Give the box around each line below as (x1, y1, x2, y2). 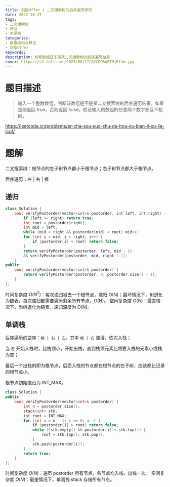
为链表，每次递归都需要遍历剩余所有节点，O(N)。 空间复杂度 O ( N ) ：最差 (5, 298, 156, 304)
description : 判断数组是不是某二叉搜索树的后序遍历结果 (5, 54, 110, 60)
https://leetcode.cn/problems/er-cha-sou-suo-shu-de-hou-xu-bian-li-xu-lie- (5, 123, 165, 129)
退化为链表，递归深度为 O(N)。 (27, 304, 92, 310)
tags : (5, 17, 17, 22)
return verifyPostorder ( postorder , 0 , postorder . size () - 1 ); (23, 272, 157, 277)
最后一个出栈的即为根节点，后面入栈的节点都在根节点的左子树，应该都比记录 (5, 362, 165, 369)
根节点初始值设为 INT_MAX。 (5, 380, 66, 386)
